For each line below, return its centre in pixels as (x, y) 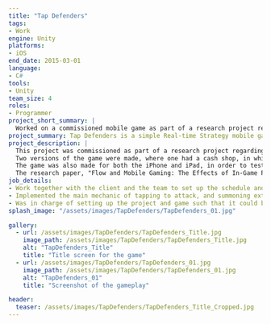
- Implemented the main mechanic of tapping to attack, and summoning (129, 195)
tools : (19, 83)
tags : (17, 23)
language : (25, 69)
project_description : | (48, 143)
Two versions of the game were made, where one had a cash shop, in (133, 158)
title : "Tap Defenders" (48, 16)
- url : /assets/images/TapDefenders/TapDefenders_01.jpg (113, 263)
